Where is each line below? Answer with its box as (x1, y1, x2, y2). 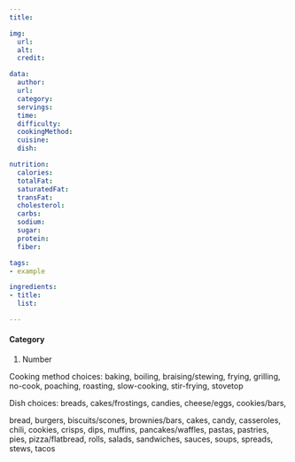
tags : (9, 258, 29, 267)
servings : (17, 103, 53, 112)
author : (17, 78, 46, 87)
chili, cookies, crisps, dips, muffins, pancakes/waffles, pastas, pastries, (9, 425, 269, 435)
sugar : (17, 226, 42, 235)
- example (9, 267, 46, 276)
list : (17, 299, 38, 309)
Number (21, 354, 52, 364)
